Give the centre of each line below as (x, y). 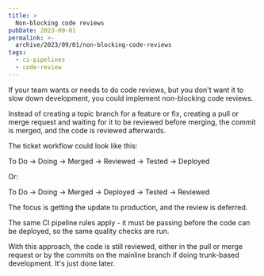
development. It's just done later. (62, 263)
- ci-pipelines (40, 60)
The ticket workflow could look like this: (73, 146)
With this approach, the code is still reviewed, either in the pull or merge (126, 246)
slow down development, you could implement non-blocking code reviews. (131, 98)
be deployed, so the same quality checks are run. (89, 231)
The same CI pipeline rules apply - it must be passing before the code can (129, 222)
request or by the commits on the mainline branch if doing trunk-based (124, 255)
